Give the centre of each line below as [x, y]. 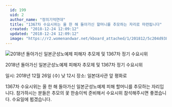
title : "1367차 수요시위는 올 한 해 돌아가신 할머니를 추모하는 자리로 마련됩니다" [86, 24]
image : [17, 39]
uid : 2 [17, 15]
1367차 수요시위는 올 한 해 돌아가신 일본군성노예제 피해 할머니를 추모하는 [78, 86]
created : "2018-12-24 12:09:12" [45, 29]
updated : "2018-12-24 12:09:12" [45, 34]
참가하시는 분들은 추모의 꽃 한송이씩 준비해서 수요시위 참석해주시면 [82, 93]
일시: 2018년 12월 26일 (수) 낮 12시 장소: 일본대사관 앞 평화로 [66, 75]
